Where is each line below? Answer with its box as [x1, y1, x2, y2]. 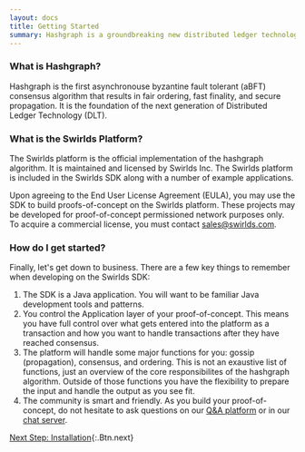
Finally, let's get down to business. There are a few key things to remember [9, 262, 290, 273]
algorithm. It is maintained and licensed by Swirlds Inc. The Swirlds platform [9, 162, 293, 173]
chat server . [22, 415, 68, 426]
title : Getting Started [9, 22, 100, 31]
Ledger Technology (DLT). [9, 110, 107, 121]
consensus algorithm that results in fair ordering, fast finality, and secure [9, 90, 281, 101]
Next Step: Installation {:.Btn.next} [9, 432, 134, 443]
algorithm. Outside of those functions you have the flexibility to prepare [22, 376, 290, 387]
